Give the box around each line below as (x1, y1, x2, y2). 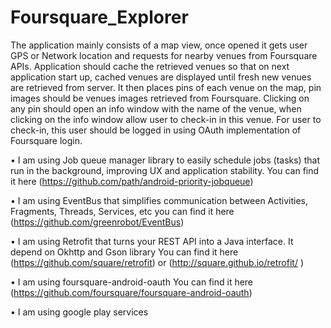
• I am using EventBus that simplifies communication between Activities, (10, 194, 309, 206)
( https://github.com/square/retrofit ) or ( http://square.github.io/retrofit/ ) (10, 256, 305, 268)
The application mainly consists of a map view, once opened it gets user (10, 39, 308, 51)
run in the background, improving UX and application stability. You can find (10, 164, 320, 176)
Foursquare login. (10, 134, 83, 146)
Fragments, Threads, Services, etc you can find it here (10, 205, 235, 217)
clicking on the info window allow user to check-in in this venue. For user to (10, 113, 322, 125)
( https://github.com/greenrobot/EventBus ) (10, 216, 185, 228)
